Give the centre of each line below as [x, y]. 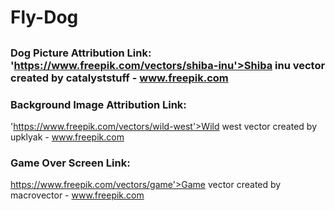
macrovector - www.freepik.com [77, 195]
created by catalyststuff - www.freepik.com [119, 78]
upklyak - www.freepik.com [67, 137]
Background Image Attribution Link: [98, 104]
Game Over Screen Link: [70, 163]
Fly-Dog [44, 17]
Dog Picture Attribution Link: [81, 53]
